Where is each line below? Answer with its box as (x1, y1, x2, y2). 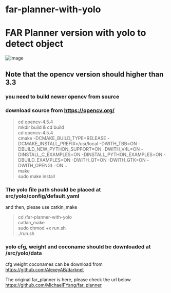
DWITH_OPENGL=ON (17, 162, 64, 168)
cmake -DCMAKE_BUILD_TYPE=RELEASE (17, 135, 106, 141)
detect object (5, 38, 64, 50)
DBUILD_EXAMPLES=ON (17, 157, 71, 163)
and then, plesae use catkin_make (5, 204, 78, 210)
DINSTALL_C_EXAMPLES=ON (17, 151, 81, 158)
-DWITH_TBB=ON (99, 140, 137, 147)
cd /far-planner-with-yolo (17, 214, 72, 220)
